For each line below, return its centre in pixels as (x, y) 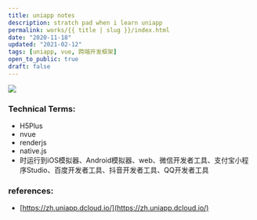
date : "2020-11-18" (40, 37)
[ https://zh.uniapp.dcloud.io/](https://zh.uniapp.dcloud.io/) (114, 208)
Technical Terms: (42, 108)
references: (31, 191)
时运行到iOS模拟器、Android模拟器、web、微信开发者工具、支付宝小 (130, 160)
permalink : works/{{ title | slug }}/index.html (89, 30)
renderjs (33, 143)
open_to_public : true (43, 60)
